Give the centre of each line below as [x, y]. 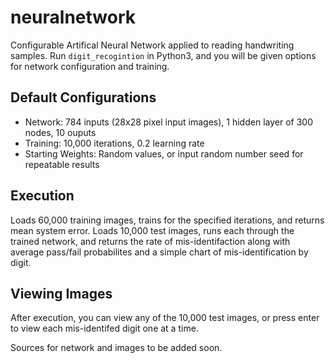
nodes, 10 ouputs [60, 132]
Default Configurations [83, 97]
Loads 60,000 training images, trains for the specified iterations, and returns [167, 220]
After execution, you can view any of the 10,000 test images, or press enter [165, 318]
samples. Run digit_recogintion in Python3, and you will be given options [163, 55]
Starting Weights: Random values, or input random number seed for [164, 153]
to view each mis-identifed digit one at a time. [104, 328]
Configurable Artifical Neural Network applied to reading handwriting [152, 45]
